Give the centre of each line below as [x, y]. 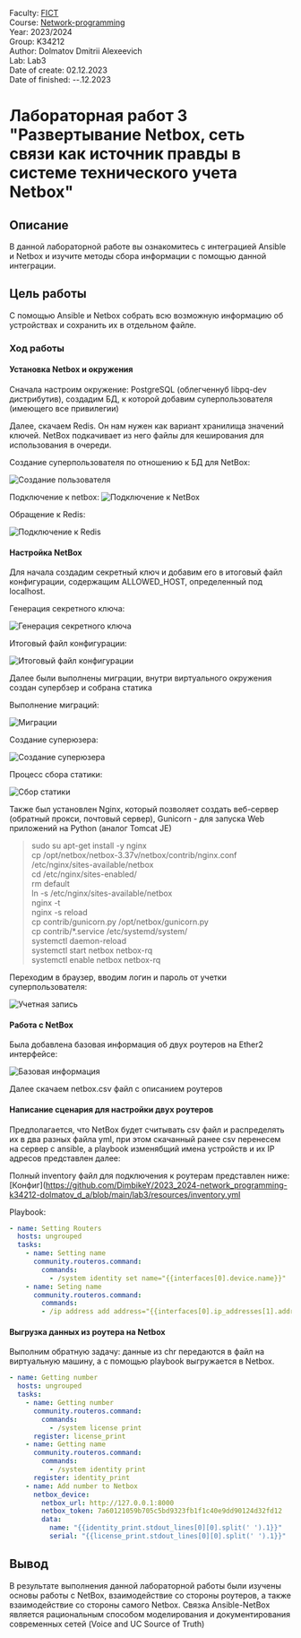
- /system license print [95, 1428]
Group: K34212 [37, 41]
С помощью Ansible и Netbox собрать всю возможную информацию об [146, 315]
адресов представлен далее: [65, 1158]
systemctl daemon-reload [79, 941]
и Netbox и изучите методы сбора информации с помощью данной [138, 256]
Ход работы [37, 348]
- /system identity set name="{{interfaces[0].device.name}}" [168, 1278]
